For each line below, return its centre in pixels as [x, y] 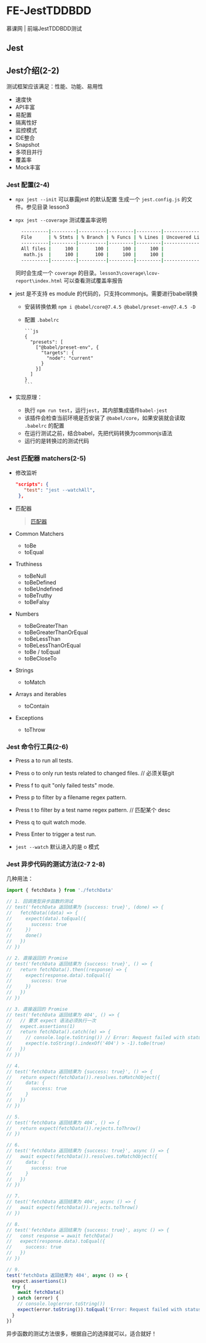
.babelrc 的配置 [44, 425]
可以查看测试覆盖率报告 [93, 281]
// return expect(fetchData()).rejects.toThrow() [74, 1128]
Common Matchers [40, 533]
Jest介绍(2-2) [33, 70]
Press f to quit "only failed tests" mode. [65, 785]
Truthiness [29, 564]
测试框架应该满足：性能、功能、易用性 [55, 87]
